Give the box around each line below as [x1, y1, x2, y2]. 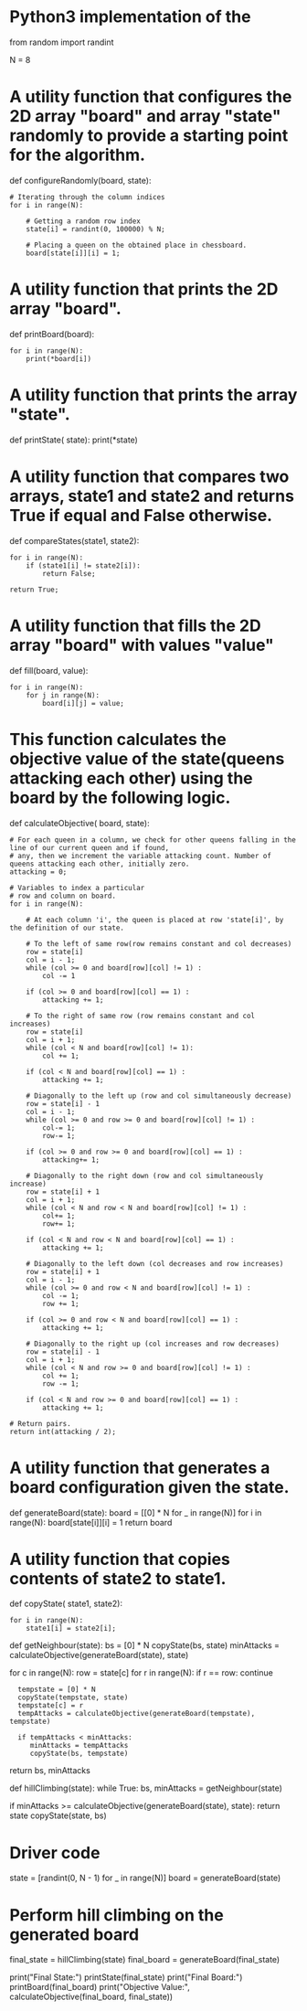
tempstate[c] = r [17, 1701, 84, 1710]
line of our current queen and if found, [9, 843, 170, 852]
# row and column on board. [9, 891, 117, 900]
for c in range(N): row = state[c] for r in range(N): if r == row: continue [9, 1667, 274, 1678]
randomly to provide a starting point [9, 125, 289, 146]
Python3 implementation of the [9, 6, 251, 27]
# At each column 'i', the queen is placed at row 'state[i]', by [26, 915, 284, 924]
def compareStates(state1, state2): [9, 535, 140, 546]
